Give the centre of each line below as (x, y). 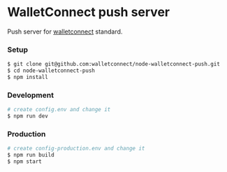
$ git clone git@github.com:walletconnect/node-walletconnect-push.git (113, 64)
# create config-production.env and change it (76, 149)
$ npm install (28, 77)
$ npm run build (31, 155)
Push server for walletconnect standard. (65, 31)
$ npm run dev (28, 116)
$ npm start (24, 162)
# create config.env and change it (59, 110)
